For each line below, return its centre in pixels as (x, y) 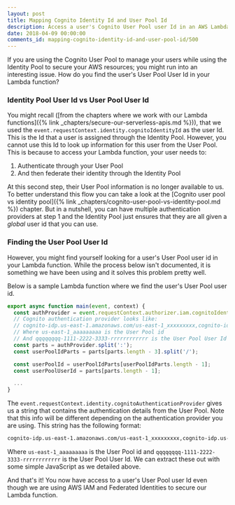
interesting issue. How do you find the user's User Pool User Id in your (108, 75)
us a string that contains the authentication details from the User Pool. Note (116, 411)
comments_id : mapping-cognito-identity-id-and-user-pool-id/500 (103, 40)
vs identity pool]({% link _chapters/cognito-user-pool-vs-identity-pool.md (114, 202)
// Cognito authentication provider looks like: (86, 319)
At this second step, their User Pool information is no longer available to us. (116, 187)
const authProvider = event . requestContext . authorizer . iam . (103, 313)
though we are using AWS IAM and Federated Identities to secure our (107, 488)
